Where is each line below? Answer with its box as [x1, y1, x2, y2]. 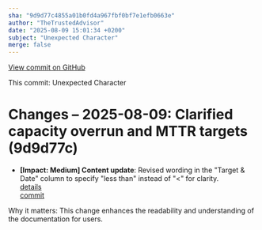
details [19, 183, 42, 192]
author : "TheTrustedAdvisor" [8, 19, 104, 27]
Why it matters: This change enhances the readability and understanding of [8, 206, 255, 216]
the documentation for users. [8, 214, 103, 224]
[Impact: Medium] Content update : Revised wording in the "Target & [19, 165, 245, 175]
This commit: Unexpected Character [8, 78, 127, 88]
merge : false [8, 41, 51, 49]
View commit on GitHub [8, 62, 85, 72]
